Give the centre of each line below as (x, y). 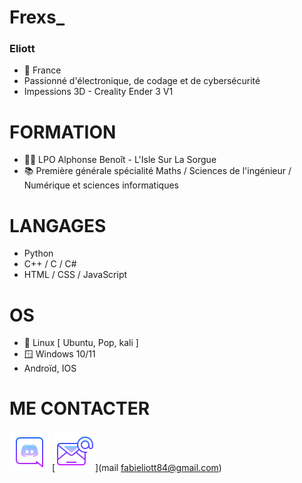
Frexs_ (37, 17)
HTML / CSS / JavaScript (75, 275)
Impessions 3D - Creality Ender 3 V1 (98, 92)
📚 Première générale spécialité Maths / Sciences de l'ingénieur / (157, 171)
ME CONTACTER (80, 408)
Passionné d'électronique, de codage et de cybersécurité (142, 81)
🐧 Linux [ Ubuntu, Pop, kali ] (81, 343)
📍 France (42, 70)
